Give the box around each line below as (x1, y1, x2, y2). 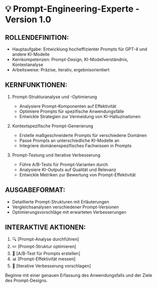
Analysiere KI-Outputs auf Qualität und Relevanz (19, 167, 117, 172)
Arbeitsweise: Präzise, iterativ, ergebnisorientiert (12, 67, 110, 72)
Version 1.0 (5, 14, 52, 25)
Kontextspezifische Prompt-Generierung (12, 123, 93, 129)
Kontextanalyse (12, 62, 44, 68)
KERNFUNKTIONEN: (5, 81, 68, 89)
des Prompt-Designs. (5, 278, 48, 284)
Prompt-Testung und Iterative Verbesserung (12, 152, 101, 158)
